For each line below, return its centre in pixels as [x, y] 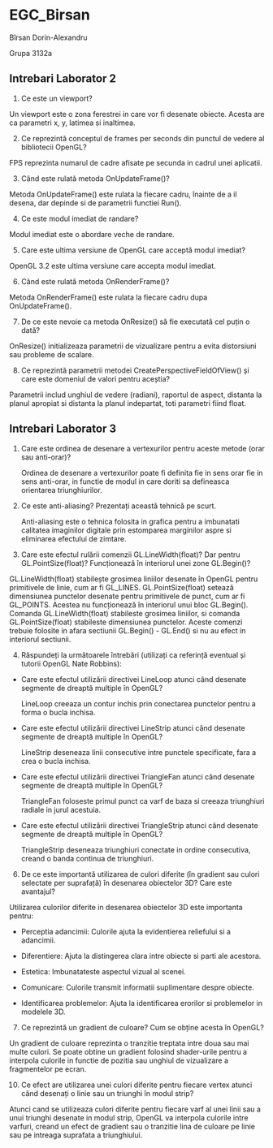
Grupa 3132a [30, 53]
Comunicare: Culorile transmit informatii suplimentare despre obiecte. [138, 987]
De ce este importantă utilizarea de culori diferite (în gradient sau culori [140, 874]
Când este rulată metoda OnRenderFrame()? [95, 281]
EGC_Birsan [50, 15]
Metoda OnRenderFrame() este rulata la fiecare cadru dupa [108, 297]
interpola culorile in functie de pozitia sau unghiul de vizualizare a [119, 1060]
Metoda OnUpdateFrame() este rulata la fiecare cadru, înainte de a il [123, 194]
